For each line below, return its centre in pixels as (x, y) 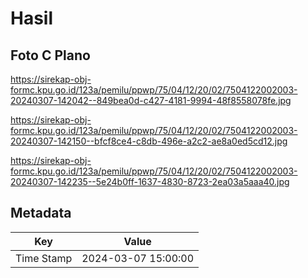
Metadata (41, 213)
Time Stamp (44, 258)
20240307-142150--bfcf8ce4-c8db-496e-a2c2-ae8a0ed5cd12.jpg (149, 141)
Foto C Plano (50, 55)
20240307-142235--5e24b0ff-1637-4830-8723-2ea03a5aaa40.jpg (150, 181)
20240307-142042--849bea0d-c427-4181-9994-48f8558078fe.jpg (151, 100)
